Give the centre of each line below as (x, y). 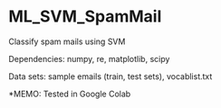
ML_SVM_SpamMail (85, 17)
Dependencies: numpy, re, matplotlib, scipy (89, 58)
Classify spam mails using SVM (67, 41)
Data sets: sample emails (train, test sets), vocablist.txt (110, 76)
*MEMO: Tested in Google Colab (70, 94)
